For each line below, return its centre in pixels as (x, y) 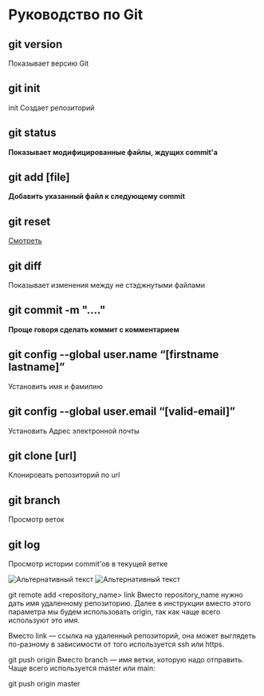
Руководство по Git (76, 15)
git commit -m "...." (57, 310)
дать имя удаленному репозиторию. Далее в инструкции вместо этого (130, 603)
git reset (30, 221)
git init (24, 88)
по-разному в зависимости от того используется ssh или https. (116, 644)
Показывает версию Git (49, 63)
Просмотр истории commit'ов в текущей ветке (88, 563)
